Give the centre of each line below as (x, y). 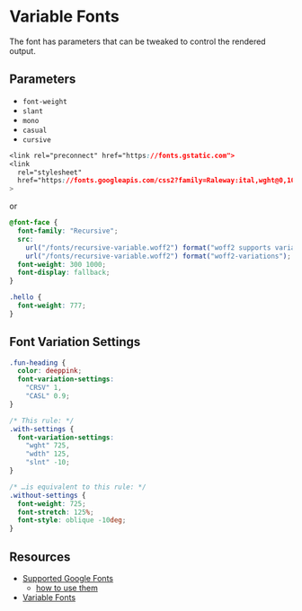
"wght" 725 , (48, 446)
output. (22, 50)
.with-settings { (42, 429)
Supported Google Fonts (68, 578)
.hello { (26, 297)
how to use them (67, 588)
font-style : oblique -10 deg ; (72, 520)
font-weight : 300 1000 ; (62, 264)
